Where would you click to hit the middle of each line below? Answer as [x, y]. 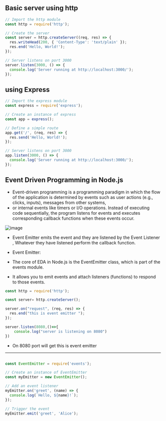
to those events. [29, 282]
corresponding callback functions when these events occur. [73, 218]
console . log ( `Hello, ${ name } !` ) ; [44, 395]
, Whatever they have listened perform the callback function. [74, 242]
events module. [28, 267]
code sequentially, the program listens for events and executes [76, 213]
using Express [28, 89]
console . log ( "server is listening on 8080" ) [61, 331]
